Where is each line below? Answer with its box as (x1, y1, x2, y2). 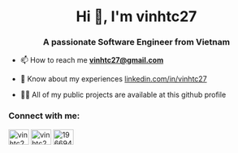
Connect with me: (8, 110, 80, 121)
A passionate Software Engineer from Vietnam (43, 37, 230, 48)
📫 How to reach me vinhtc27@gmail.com (19, 55, 164, 65)
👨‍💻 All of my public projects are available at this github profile (19, 90, 227, 100)
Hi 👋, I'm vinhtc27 (76, 7, 197, 26)
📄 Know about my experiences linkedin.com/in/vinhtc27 (19, 74, 207, 84)
